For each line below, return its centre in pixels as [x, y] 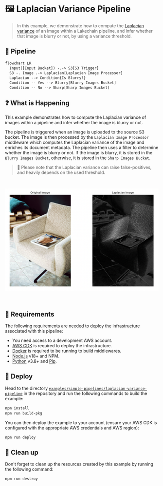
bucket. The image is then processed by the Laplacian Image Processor [77, 137]
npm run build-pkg [24, 413]
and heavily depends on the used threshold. [61, 172]
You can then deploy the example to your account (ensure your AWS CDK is [81, 422]
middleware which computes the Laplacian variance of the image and [75, 142]
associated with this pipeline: [34, 331]
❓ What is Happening [37, 103]
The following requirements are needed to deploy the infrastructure [72, 326]
